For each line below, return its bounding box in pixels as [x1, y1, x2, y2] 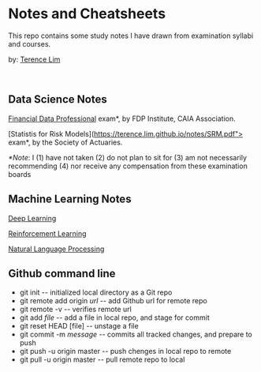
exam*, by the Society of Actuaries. [8, 137, 123, 147]
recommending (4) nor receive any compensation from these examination [8, 161, 248, 171]
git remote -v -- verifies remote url [19, 305, 132, 314]
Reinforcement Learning [8, 228, 87, 238]
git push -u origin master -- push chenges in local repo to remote [19, 347, 232, 356]
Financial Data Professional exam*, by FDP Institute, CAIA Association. [8, 114, 236, 123]
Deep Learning [8, 213, 57, 223]
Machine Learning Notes [8, 193, 132, 206]
